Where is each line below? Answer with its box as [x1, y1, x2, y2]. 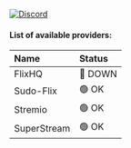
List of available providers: [9, 29, 112, 40]
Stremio [14, 103, 48, 115]
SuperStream [14, 122, 71, 134]
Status [78, 53, 109, 65]
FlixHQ [14, 68, 44, 81]
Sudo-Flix [14, 84, 57, 97]
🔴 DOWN [78, 68, 118, 81]
